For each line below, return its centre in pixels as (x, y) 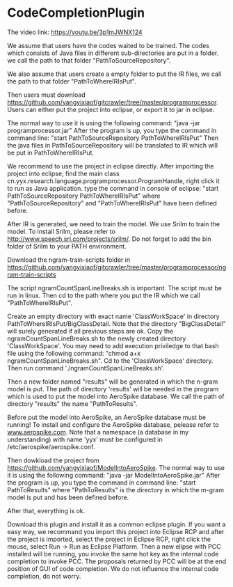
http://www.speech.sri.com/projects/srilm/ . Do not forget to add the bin (109, 239)
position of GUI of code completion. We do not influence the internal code (113, 568)
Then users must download (46, 95)
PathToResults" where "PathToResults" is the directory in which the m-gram (116, 490)
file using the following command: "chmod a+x (74, 353)
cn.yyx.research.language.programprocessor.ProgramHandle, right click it (114, 181)
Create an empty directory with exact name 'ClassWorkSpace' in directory (114, 316)
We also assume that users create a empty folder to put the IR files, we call (114, 74)
